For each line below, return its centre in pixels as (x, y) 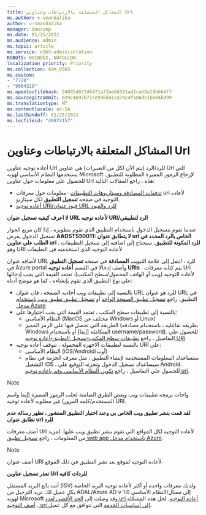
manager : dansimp (29, 29)
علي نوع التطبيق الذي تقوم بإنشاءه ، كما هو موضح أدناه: (70, 281)
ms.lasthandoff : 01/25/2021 (43, 115)
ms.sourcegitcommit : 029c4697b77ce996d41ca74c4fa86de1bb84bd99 (90, 98)
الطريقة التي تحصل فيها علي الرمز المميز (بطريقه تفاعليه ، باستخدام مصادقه (112, 325)
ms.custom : (21, 75)
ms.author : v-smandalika (39, 18)
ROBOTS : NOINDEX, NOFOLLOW (41, 58)
